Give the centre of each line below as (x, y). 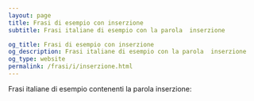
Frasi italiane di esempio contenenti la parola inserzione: (100, 88)
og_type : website (37, 59)
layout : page (30, 15)
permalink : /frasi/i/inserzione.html (71, 67)
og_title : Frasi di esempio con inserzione (81, 44)
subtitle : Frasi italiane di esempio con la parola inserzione (117, 30)
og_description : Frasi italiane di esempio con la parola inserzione (127, 52)
